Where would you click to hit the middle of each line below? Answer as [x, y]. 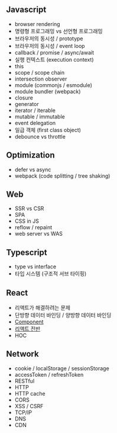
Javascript [26, 10]
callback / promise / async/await [54, 52]
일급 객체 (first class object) [48, 130]
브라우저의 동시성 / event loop [50, 46]
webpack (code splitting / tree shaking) [62, 176]
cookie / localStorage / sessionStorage [62, 368]
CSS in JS [27, 221]
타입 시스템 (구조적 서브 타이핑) [51, 274]
